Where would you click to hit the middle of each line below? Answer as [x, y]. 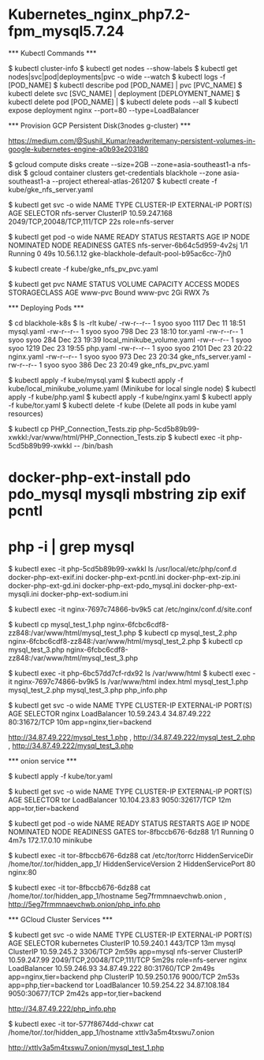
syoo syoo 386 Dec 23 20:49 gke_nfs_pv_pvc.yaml [126, 365]
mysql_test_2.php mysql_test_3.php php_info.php [88, 690]
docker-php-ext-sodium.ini [84, 594]
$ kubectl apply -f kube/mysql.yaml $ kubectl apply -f [96, 380]
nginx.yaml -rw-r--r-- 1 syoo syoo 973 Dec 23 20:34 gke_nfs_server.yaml [127, 356]
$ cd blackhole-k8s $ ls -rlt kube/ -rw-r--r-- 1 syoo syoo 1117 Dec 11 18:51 [127, 323]
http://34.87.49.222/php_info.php [62, 1009]
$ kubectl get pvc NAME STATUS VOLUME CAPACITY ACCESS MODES [124, 284]
